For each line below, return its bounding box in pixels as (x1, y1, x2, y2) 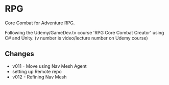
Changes (5, 50, 34, 58)
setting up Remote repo (12, 68, 62, 74)
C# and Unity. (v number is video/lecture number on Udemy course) (5, 35, 149, 41)
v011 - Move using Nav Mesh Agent (12, 63, 87, 69)
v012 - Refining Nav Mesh (12, 74, 67, 80)
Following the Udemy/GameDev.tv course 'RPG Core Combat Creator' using (5, 29, 164, 35)
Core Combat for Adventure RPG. (5, 20, 75, 26)
